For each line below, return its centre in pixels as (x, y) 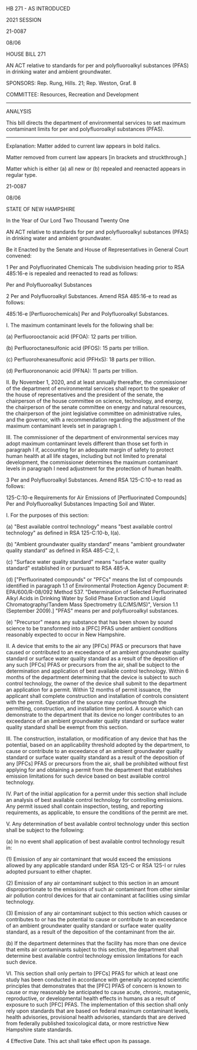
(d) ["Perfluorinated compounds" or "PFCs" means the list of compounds (94, 579)
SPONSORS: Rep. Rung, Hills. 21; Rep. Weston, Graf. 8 (71, 83)
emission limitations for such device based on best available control (88, 776)
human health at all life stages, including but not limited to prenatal (86, 456)
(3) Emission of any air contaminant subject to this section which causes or (97, 913)
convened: (19, 256)
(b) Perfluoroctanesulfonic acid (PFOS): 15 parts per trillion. (78, 348)
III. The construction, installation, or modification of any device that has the (96, 738)
